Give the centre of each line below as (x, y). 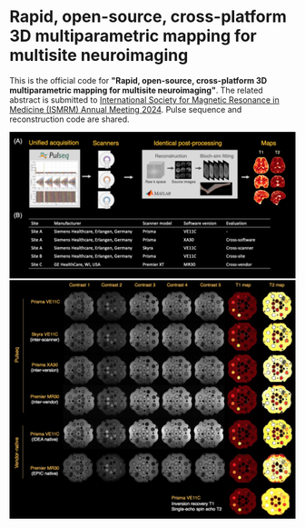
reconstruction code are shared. (69, 119)
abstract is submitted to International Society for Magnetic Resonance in (144, 100)
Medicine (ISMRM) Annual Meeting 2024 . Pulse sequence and (126, 109)
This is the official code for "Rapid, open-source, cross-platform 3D (138, 80)
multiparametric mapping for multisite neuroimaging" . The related (136, 90)
